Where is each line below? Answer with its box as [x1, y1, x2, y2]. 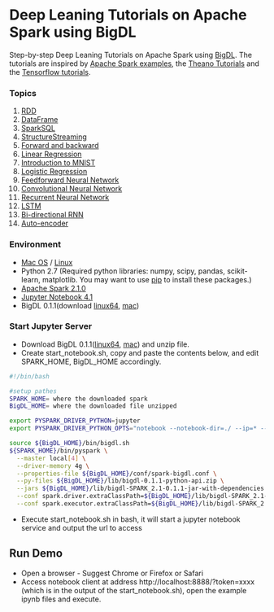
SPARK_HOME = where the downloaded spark [9, 395, 149, 403]
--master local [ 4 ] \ [16, 454, 86, 462]
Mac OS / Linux [20, 257, 73, 267]
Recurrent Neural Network [20, 193, 110, 203]
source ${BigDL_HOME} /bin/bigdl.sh [9, 439, 130, 448]
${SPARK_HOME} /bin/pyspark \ [9, 446, 108, 455]
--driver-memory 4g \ [16, 461, 90, 470]
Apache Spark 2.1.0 [20, 283, 86, 293]
